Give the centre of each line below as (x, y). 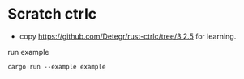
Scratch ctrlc (52, 14)
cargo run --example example (57, 67)
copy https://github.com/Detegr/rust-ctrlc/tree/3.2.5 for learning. (128, 36)
